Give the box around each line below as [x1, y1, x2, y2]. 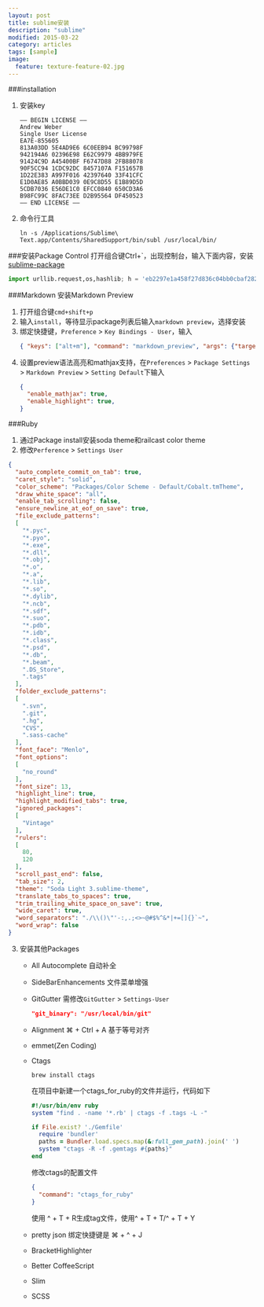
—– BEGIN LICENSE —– [19, 116, 87, 124]
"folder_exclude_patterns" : [15, 687, 108, 696]
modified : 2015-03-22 [8, 33, 79, 42]
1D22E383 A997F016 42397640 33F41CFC [19, 171, 144, 179]
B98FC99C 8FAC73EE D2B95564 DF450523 [19, 192, 144, 200]
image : [8, 56, 30, 64]
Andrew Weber [19, 123, 63, 131]
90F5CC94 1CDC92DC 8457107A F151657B [19, 164, 144, 172]
